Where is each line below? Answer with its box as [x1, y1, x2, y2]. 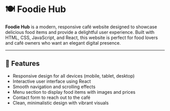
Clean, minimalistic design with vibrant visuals [12, 99, 109, 106]
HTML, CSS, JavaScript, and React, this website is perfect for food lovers [5, 34, 158, 41]
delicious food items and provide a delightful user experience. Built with [5, 29, 155, 35]
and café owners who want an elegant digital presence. [5, 40, 121, 46]
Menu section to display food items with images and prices [12, 89, 136, 95]
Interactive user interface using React [12, 78, 91, 84]
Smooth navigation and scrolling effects [12, 84, 96, 90]
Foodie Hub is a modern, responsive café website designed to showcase [5, 23, 157, 30]
